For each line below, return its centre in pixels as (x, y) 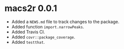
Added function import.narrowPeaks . (48, 26)
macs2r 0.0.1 (31, 8)
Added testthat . (28, 42)
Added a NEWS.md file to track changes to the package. (65, 22)
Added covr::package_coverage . (43, 37)
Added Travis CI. (28, 32)
